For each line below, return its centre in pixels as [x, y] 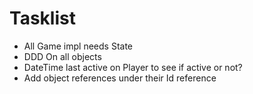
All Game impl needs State [78, 46]
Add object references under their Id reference [120, 78]
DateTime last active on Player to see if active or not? [133, 67]
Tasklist [42, 18]
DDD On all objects [62, 56]
